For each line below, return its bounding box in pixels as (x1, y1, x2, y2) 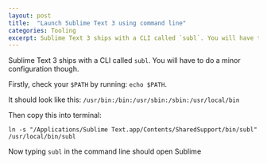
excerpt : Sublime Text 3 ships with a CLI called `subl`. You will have (8, 33, 254, 42)
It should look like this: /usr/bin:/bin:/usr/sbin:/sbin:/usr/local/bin (8, 95, 240, 104)
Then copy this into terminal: (8, 111, 102, 120)
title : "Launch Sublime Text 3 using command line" (8, 19, 187, 27)
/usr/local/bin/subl (8, 133, 77, 141)
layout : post (8, 11, 52, 20)
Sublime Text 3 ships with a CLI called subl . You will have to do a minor (8, 56, 241, 65)
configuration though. (8, 64, 79, 74)
